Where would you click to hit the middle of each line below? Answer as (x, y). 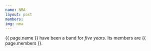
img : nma (14, 24)
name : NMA (15, 10)
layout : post (19, 14)
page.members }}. (24, 43)
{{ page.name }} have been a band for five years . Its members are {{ (75, 38)
